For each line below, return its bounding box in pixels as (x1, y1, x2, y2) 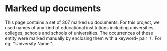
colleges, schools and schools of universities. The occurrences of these (5, 30, 153, 36)
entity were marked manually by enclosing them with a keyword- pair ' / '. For (5, 35, 162, 41)
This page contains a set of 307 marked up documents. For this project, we (5, 19, 160, 25)
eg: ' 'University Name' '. (5, 40, 53, 46)
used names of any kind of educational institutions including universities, (5, 24, 155, 30)
